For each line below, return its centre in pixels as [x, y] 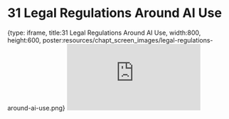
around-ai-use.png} [36, 108]
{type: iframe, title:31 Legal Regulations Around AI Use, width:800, [104, 33]
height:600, [24, 40]
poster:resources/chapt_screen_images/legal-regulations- [128, 40]
